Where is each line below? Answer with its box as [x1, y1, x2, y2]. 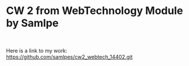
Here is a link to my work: [6, 47, 67, 54]
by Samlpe [6, 16, 59, 30]
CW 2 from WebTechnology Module [6, 4, 183, 18]
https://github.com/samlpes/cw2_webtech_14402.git [6, 53, 133, 60]
